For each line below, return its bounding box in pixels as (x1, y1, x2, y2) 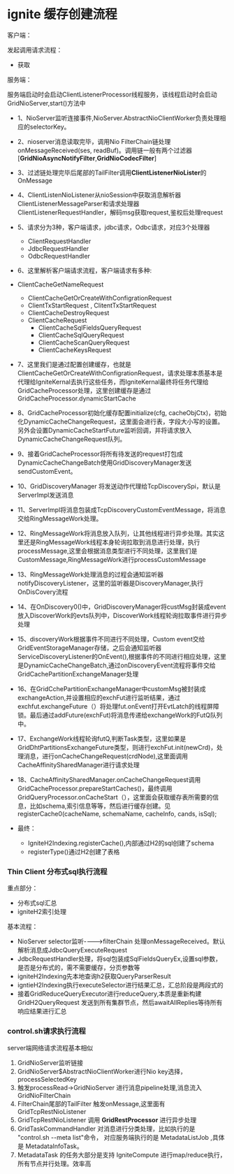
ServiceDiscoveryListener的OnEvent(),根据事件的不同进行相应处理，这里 (17, 652, 227, 660)
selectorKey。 (29, 122, 71, 131)
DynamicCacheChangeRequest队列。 (17, 435, 126, 443)
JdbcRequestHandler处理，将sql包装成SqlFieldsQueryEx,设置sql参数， (17, 955, 222, 963)
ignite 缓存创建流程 (7, 6, 117, 22)
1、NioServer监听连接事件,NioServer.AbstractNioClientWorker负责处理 (17, 113, 220, 122)
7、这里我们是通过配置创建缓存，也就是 (17, 360, 131, 368)
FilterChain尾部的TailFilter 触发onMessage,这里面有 (17, 1099, 166, 1108)
